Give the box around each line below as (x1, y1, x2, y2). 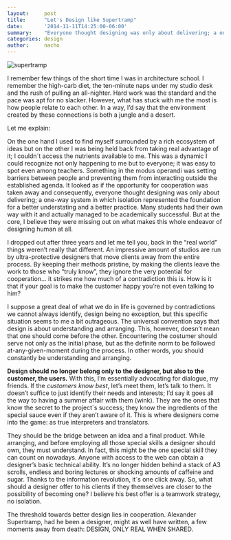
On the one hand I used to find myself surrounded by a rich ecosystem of (7, 137, 215, 145)
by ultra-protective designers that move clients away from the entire (7, 253, 200, 261)
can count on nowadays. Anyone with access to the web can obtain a (7, 453, 204, 461)
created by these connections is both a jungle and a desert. (7, 111, 176, 119)
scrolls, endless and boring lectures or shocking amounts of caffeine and (7, 468, 214, 476)
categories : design (7, 36, 63, 43)
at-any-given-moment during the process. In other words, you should (7, 346, 204, 355)
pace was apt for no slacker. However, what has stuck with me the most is (7, 96, 217, 104)
